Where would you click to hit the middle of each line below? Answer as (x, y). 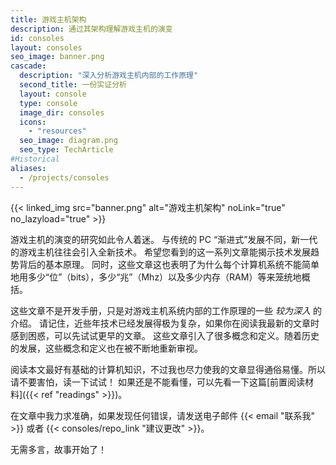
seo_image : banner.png (57, 57)
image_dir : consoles (62, 112)
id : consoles (37, 38)
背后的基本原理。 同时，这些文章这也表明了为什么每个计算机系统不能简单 (169, 264)
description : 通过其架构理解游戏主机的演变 (91, 29)
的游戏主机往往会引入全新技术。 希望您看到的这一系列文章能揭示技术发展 (160, 252)
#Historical (35, 159)
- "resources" (57, 131)
